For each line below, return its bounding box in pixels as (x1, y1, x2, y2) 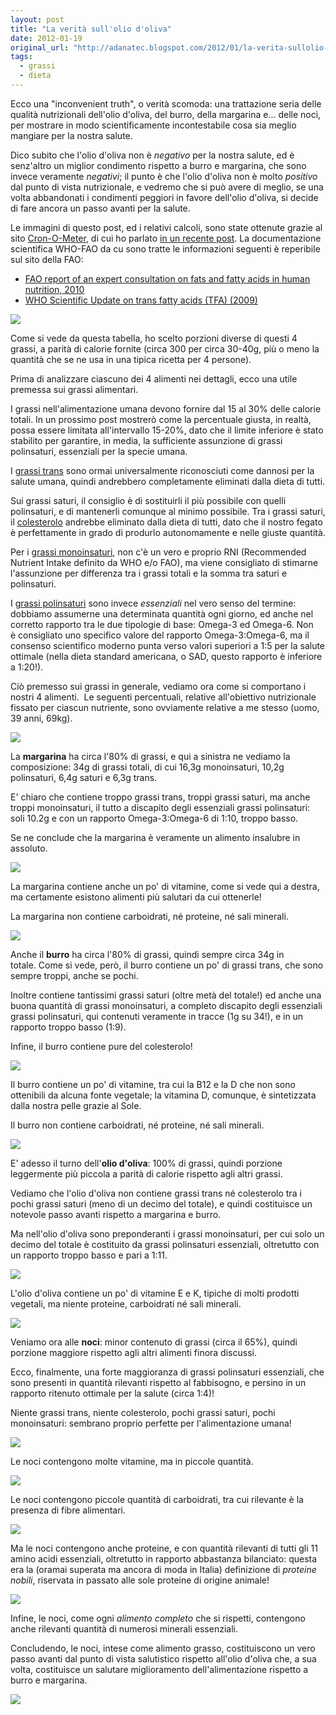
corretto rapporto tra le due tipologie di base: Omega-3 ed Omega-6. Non (10, 618, 314, 630)
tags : (10, 52, 33, 62)
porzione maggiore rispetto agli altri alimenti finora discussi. (10, 1346, 257, 1358)
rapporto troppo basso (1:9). (10, 1021, 127, 1033)
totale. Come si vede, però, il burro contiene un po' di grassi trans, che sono (10, 959, 324, 971)
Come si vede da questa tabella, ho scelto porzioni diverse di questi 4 (10, 332, 298, 344)
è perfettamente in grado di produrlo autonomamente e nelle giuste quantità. (10, 526, 326, 538)
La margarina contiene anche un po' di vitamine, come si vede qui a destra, (10, 880, 320, 892)
